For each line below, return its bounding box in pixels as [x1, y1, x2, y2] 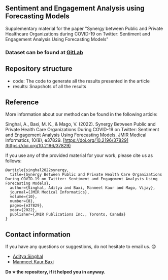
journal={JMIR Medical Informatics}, [10, 190, 90, 195]
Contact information [5, 230, 71, 238]
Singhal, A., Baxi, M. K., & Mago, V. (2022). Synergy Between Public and [5, 121, 156, 127]
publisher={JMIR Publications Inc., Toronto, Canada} [10, 212, 126, 217]
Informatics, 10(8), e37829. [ [5, 137, 65, 143]
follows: [5, 158, 22, 164]
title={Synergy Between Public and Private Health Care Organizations [10, 172, 162, 177]
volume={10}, [10, 194, 38, 199]
